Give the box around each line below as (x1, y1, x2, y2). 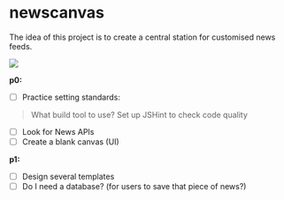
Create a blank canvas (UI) (21, 137, 119, 147)
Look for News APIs (21, 127, 95, 137)
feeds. (9, 41, 33, 51)
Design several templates (21, 171, 115, 182)
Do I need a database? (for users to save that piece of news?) (21, 181, 247, 192)
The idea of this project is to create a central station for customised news (9, 32, 276, 42)
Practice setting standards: (21, 92, 121, 102)
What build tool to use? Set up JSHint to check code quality (30, 109, 248, 120)
